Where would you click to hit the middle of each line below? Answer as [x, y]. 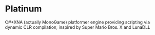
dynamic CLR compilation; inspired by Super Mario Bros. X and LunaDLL [78, 27]
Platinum [24, 9]
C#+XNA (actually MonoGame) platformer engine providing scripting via [77, 22]
